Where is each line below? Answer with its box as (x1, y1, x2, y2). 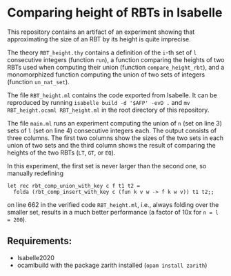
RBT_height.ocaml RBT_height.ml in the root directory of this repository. (7, 106, 210, 114)
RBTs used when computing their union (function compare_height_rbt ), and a (7, 63, 225, 71)
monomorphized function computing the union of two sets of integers (7, 70, 205, 79)
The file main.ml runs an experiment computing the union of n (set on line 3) (7, 119, 223, 127)
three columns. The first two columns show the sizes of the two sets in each (7, 133, 224, 142)
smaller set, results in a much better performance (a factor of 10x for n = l (7, 208, 219, 216)
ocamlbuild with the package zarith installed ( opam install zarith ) (17, 261, 208, 269)
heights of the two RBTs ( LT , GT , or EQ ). (7, 148, 116, 157)
